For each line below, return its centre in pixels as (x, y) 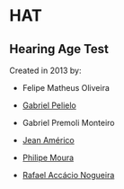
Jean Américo (48, 140)
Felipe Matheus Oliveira (66, 88)
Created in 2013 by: (45, 70)
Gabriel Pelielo (49, 105)
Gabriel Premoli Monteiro (68, 123)
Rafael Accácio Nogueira (68, 175)
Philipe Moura (48, 157)
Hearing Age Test (59, 49)
